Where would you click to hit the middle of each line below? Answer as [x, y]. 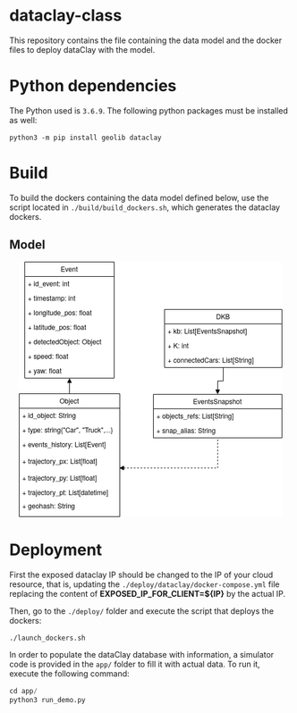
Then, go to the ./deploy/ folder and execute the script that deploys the [142, 611]
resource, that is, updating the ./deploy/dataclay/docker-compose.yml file [144, 584]
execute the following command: [69, 673]
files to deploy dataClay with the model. [82, 49]
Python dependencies [93, 86]
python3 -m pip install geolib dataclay [86, 138]
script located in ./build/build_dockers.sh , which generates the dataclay [144, 207]
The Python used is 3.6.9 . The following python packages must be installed [149, 110]
